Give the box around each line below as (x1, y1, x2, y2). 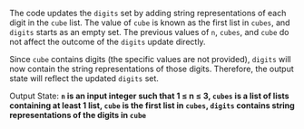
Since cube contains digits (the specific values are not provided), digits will (9, 54, 292, 64)
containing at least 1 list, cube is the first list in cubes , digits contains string (9, 100, 295, 111)
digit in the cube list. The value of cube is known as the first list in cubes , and (9, 17, 290, 28)
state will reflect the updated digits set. (9, 73, 159, 84)
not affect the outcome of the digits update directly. (9, 36, 206, 47)
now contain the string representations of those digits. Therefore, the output (9, 63, 295, 74)
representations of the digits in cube (9, 110, 147, 120)
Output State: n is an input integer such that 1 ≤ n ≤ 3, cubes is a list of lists (9, 90, 289, 101)
